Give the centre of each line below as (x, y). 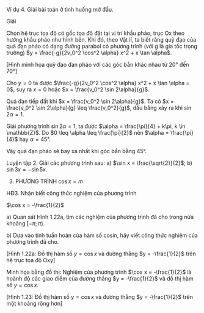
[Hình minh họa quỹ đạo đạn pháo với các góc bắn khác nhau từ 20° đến (98, 65)
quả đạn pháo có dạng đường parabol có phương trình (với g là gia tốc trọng (102, 46)
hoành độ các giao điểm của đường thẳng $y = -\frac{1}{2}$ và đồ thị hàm (100, 278)
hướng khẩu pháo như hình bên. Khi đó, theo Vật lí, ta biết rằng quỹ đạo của (101, 40)
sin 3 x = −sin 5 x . (27, 169)
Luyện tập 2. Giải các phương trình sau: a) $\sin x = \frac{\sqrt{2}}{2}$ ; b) (99, 163)
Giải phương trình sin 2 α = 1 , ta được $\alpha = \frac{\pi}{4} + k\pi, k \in (96, 126)
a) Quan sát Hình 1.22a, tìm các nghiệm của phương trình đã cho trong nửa (100, 217)
